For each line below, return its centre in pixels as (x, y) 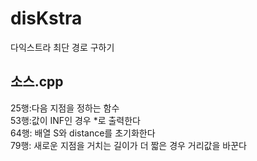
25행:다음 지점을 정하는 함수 (65, 108)
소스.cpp (37, 82)
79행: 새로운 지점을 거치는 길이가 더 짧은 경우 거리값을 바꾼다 (128, 145)
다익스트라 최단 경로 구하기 (62, 47)
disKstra (46, 18)
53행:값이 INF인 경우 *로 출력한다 (76, 120)
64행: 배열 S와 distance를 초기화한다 (83, 133)
